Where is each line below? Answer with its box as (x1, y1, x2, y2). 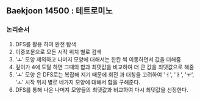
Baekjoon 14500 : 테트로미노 (6, 5, 113, 16)
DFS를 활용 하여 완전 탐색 (15, 40, 76, 47)
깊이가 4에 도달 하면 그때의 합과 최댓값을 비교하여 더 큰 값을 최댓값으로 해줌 (15, 63, 195, 70)
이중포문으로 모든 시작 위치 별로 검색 (15, 48, 102, 55)
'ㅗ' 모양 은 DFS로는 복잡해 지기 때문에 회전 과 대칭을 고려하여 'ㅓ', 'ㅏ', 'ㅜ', (15, 70, 195, 78)
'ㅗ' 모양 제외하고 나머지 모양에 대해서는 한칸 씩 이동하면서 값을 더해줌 (15, 55, 181, 63)
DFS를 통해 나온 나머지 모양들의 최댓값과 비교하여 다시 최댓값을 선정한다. (15, 86, 189, 93)
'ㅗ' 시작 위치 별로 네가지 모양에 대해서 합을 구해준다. (15, 78, 141, 86)
